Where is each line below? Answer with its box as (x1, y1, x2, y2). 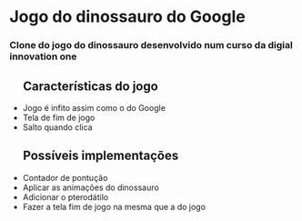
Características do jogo (22, 78, 159, 94)
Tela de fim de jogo (22, 112, 96, 123)
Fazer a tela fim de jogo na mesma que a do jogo (22, 201, 206, 212)
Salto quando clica (22, 121, 93, 133)
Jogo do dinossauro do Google (9, 6, 246, 27)
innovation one (9, 50, 77, 63)
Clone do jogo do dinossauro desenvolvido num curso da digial (9, 39, 293, 52)
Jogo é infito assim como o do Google (22, 102, 166, 113)
